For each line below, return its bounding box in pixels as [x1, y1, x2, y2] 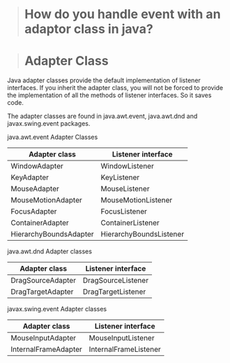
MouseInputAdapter [10, 333, 77, 343]
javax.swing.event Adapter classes [7, 305, 107, 313]
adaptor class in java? [24, 21, 153, 37]
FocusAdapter [10, 207, 57, 216]
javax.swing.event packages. [7, 119, 91, 128]
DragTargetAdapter [10, 287, 74, 297]
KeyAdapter [10, 172, 49, 182]
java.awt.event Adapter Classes [7, 133, 98, 142]
